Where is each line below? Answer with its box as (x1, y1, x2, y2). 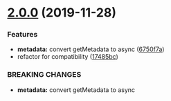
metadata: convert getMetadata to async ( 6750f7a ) (17, 45, 165, 53)
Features (7, 30, 38, 39)
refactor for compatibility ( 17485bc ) (17, 53, 119, 61)
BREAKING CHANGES (7, 70, 82, 80)
